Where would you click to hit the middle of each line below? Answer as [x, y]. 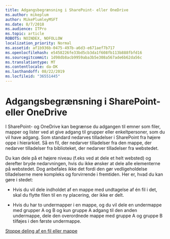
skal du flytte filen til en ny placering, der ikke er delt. [68, 195]
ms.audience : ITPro [26, 29]
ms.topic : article [25, 34]
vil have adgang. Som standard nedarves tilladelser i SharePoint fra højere [83, 137]
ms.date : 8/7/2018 [25, 24]
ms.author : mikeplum [27, 15]
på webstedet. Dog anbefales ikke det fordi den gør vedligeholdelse [76, 169]
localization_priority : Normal [38, 43]
